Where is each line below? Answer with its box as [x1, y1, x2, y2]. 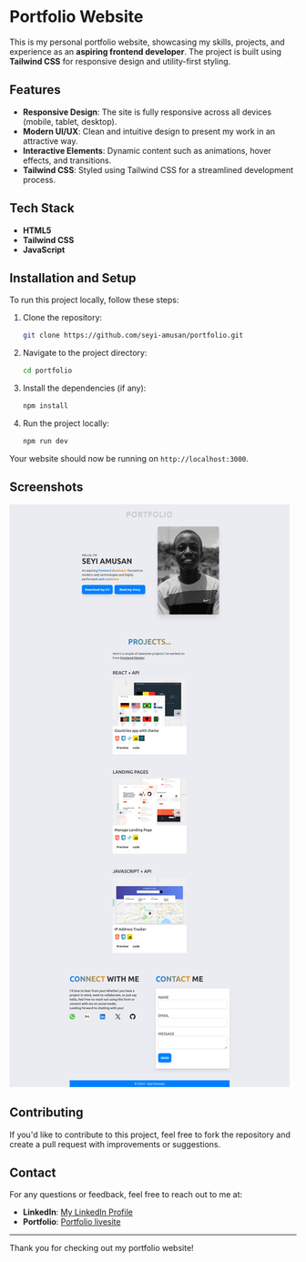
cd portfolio [22, 366, 73, 375]
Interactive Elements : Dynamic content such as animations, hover [22, 145, 271, 156]
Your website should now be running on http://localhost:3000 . [9, 453, 249, 463]
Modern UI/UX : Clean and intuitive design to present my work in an [22, 126, 276, 137]
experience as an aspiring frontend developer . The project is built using [9, 46, 282, 56]
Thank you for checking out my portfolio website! [9, 1243, 194, 1254]
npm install [22, 402, 68, 411]
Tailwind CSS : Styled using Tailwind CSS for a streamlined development [22, 164, 294, 175]
